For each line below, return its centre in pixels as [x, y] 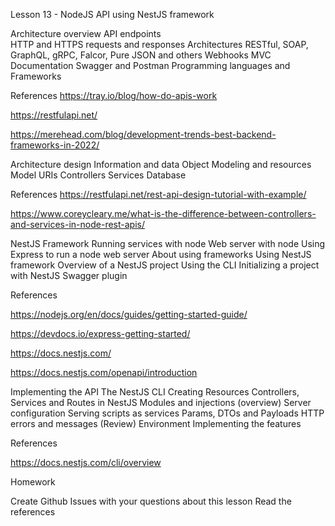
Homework [33, 482]
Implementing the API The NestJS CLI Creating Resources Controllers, [155, 392]
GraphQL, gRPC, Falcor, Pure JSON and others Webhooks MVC [141, 55]
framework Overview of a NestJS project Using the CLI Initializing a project [165, 265]
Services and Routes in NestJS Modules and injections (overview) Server [161, 402]
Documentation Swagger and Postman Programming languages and [150, 65]
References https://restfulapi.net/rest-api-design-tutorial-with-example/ [158, 194]
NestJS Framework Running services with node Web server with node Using [168, 243]
